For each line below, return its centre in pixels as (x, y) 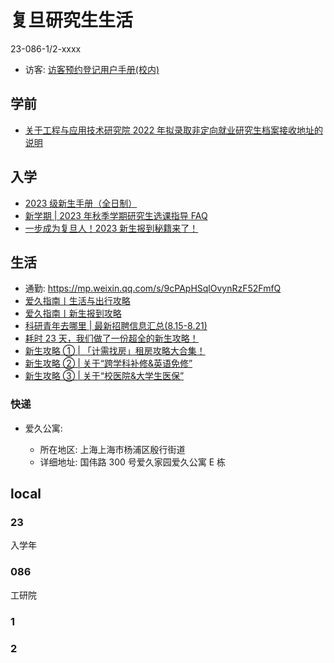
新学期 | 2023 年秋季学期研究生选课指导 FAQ (116, 215)
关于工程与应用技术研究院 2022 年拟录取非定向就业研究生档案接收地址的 (174, 130)
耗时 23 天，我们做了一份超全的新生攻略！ (111, 338)
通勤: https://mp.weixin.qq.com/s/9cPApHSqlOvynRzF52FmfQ (153, 288)
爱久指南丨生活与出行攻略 (77, 301)
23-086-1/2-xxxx (46, 48)
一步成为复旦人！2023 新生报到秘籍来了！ (111, 228)
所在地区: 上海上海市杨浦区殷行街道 (112, 449)
